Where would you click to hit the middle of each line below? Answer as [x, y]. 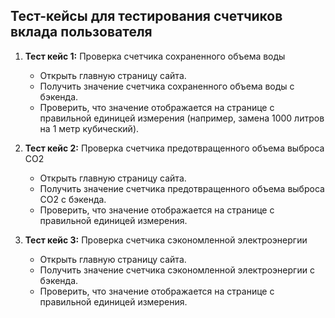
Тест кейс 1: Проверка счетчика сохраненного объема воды [155, 56]
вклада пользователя [81, 32]
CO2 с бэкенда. [73, 199]
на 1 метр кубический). [89, 128]
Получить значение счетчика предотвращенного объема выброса [182, 188]
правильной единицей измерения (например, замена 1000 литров [182, 118]
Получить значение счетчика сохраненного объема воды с [167, 86]
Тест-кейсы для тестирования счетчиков [146, 16]
